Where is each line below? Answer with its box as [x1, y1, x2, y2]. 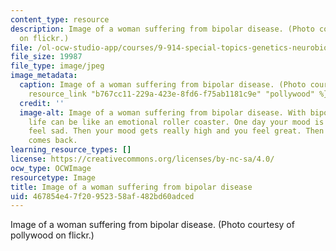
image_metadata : [10, 71, 78, 81]
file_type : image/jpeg [10, 61, 105, 71]
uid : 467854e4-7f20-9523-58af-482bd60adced [10, 191, 195, 201]
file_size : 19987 [10, 52, 83, 62]
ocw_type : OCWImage [10, 163, 92, 173]
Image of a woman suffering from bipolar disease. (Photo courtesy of [10, 219, 295, 231]
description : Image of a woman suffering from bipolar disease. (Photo [10, 24, 315, 34]
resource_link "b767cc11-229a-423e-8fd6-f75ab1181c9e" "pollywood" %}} [28, 89, 333, 99]
